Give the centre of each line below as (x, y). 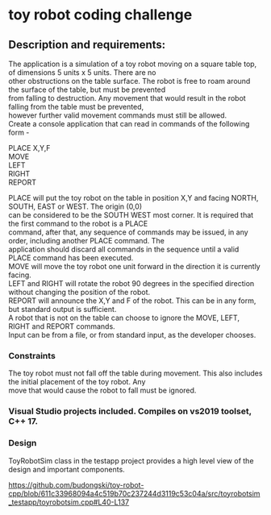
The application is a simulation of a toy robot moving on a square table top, (133, 64)
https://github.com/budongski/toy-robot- (76, 484)
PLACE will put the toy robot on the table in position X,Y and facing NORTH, (133, 198)
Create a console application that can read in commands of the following (129, 124)
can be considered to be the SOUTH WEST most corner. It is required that (131, 215)
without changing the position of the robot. (79, 292)
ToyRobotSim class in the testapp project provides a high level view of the (131, 460)
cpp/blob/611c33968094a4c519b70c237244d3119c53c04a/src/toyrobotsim (134, 493)
